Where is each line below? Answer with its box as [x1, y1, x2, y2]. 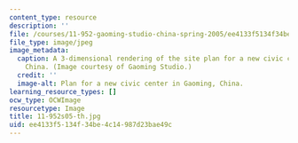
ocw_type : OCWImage [9, 95, 82, 105]
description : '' [9, 21, 69, 30]
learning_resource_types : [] [9, 87, 117, 96]
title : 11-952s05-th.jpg [9, 112, 101, 121]
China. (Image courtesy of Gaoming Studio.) [25, 63, 192, 72]
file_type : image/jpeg [9, 37, 93, 47]
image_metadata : [9, 46, 69, 55]
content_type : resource [9, 12, 98, 22]
